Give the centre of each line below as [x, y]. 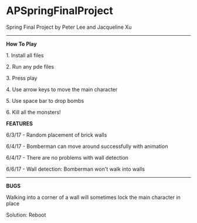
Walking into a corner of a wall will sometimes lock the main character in [93, 197]
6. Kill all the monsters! [34, 112]
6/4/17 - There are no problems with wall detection [67, 157]
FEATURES [20, 123]
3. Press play [22, 78]
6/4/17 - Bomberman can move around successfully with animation [87, 146]
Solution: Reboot [26, 215]
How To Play [21, 44]
